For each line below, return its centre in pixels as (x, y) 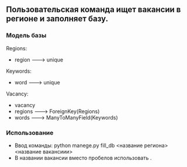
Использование (30, 132)
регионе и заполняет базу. (57, 19)
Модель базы (26, 36)
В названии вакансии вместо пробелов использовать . (83, 158)
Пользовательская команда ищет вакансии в (93, 10)
